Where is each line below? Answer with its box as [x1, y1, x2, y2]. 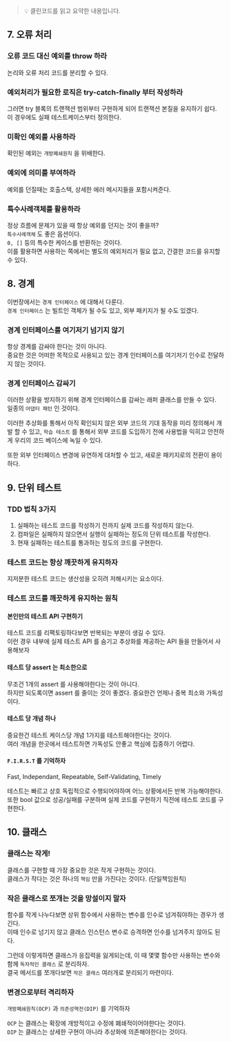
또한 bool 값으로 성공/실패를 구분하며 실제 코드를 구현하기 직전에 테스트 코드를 [7, 796, 217, 803]
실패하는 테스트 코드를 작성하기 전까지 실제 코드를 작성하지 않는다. [17, 521, 194, 529]
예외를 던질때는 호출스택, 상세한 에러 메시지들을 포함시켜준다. [7, 185, 171, 193]
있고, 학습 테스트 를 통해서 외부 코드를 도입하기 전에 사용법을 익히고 [28, 428, 206, 436]
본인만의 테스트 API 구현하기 [7, 612, 83, 620]
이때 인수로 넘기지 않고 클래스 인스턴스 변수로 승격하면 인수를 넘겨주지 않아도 [7, 927, 214, 936]
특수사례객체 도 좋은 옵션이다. [7, 230, 81, 238]
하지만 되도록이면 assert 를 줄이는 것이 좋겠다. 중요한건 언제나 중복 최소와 [7, 688, 205, 697]
